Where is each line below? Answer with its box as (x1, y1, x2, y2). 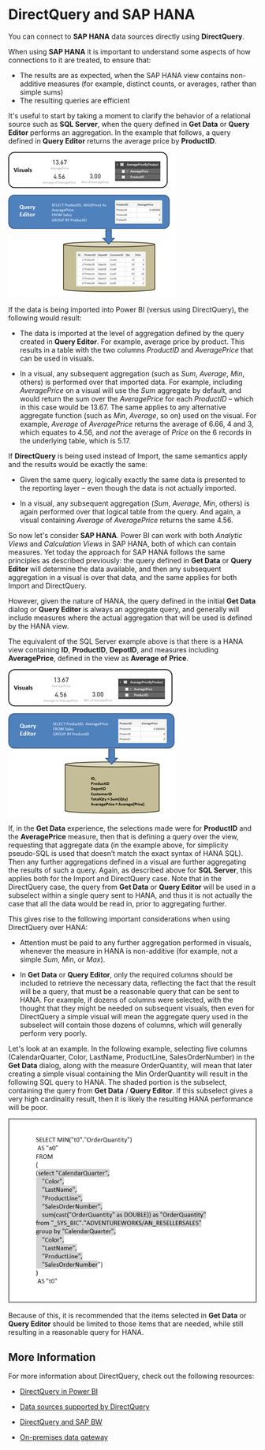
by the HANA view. (8, 621, 69, 630)
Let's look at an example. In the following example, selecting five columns (8, 1044, 248, 1053)
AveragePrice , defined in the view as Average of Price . (8, 653, 189, 663)
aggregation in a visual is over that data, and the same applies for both (8, 572, 237, 581)
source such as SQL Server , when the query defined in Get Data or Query (8, 119, 250, 129)
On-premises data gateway (19, 1432, 109, 1441)
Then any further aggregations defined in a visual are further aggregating (8, 857, 247, 866)
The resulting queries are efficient (19, 95, 130, 105)
